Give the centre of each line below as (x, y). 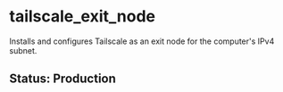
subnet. (23, 50)
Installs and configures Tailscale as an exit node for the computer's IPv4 (142, 41)
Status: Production (62, 79)
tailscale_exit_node (83, 17)
